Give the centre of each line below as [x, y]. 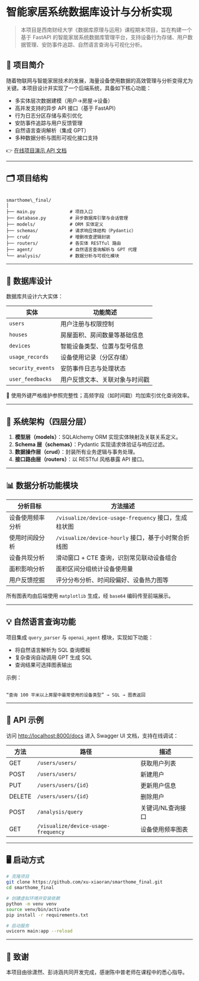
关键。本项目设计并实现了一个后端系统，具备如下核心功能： [79, 88]
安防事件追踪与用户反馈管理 [49, 123]
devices [20, 346]
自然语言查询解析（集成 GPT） [52, 130]
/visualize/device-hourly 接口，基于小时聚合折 [123, 538]
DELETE [20, 796]
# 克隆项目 [18, 876]
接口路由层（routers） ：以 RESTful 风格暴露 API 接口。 [81, 459]
